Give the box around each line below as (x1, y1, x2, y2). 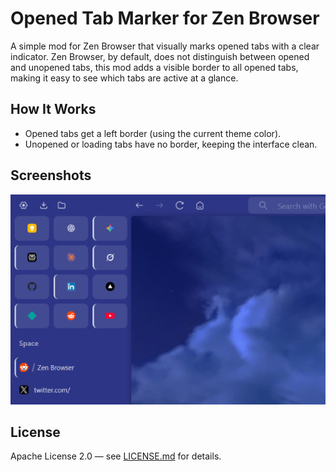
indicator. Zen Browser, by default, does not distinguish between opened (10, 50, 310, 62)
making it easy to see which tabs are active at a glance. (10, 72, 239, 84)
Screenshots (10, 167, 92, 184)
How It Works (10, 101, 97, 118)
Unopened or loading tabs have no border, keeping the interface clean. (24, 138, 318, 150)
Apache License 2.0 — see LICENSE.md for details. (10, 450, 222, 462)
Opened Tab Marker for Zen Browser (10, 7, 320, 30)
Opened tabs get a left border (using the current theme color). (24, 127, 282, 139)
